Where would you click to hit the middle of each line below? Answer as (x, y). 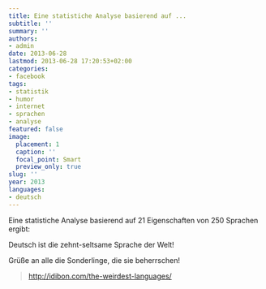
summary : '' (28, 31)
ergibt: (19, 229)
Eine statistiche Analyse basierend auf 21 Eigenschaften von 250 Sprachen (133, 220)
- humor (21, 99)
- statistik (28, 91)
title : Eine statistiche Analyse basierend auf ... (97, 16)
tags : (17, 84)
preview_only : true (49, 167)
